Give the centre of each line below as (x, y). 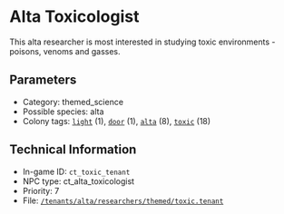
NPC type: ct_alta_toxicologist (78, 181)
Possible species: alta (63, 112)
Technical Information (73, 150)
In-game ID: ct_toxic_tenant (76, 171)
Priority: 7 (41, 190)
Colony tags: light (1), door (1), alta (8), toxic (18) (117, 121)
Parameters (43, 80)
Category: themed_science (73, 102)
